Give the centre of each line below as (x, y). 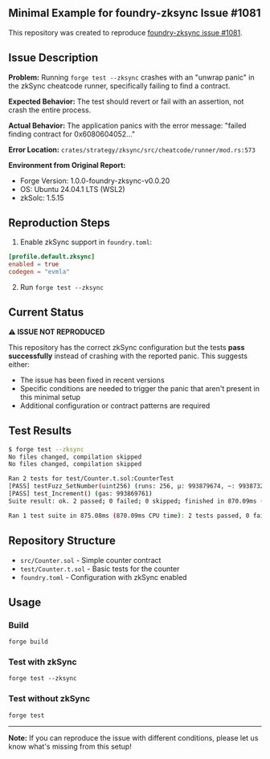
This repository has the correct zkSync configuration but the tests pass (127, 347)
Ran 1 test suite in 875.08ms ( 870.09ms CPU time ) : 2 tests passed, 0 (129, 516)
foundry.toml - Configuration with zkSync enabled (103, 577)
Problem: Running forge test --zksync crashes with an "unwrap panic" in (131, 77)
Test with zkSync (43, 662)
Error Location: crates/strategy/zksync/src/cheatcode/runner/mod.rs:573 (132, 149)
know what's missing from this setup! (70, 746)
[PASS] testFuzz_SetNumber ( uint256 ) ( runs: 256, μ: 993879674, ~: (122, 486)
